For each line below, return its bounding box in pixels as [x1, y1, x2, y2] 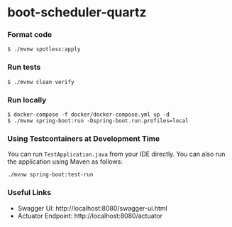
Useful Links [7, 188, 52, 198]
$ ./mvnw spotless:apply [7, 46, 81, 53]
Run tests [7, 62, 41, 72]
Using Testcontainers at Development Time [7, 134, 160, 143]
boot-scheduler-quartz [7, 4, 147, 21]
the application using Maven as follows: [7, 157, 123, 166]
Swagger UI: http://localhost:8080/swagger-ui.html [17, 204, 168, 212]
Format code [7, 30, 52, 40]
